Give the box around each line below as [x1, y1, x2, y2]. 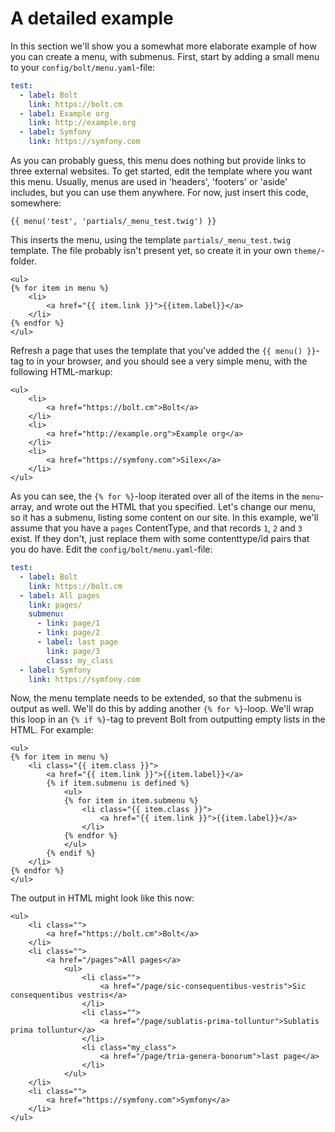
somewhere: [10, 197, 62, 209]
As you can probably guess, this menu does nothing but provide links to [10, 155, 307, 167]
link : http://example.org [28, 118, 137, 128]
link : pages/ [28, 600, 83, 610]
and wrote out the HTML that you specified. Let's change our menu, [36, 501, 317, 513]
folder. [10, 255, 37, 267]
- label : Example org [19, 108, 110, 119]
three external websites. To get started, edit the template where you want [10, 165, 313, 177]
